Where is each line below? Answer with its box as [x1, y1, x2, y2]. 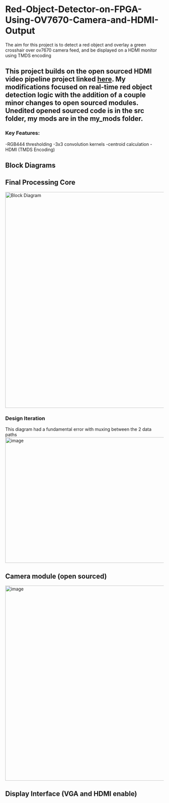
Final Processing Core [5, 178, 75, 187]
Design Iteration [5, 415, 45, 422]
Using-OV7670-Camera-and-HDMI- [5, 14, 159, 26]
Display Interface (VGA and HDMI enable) [5, 789, 137, 798]
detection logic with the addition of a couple [5, 91, 146, 99]
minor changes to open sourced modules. [5, 98, 139, 107]
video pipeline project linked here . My [5, 75, 126, 84]
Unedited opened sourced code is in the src [5, 107, 144, 115]
